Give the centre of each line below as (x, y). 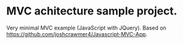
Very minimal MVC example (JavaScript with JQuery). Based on (86, 28)
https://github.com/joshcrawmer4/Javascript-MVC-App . (77, 34)
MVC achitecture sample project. (92, 11)
